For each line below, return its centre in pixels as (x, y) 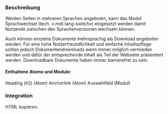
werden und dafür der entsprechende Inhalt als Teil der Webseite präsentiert (84, 55)
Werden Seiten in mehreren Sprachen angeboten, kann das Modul (73, 19)
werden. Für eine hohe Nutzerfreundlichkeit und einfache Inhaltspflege (78, 44)
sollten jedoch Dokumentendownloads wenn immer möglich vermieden (78, 50)
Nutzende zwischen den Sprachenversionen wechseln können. (70, 29)
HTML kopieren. (22, 106)
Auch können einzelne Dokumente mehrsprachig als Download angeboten (82, 39)
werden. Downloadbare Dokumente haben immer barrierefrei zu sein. (77, 60)
